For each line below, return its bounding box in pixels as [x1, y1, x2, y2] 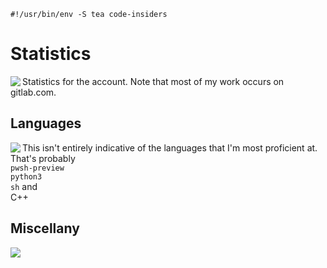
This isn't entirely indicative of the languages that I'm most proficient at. [22, 141, 318, 154]
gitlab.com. [10, 86, 57, 98]
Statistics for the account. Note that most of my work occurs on [22, 75, 285, 87]
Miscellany [10, 220, 80, 237]
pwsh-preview [10, 163, 65, 173]
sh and [10, 180, 38, 192]
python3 [10, 171, 43, 182]
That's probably [10, 152, 76, 164]
